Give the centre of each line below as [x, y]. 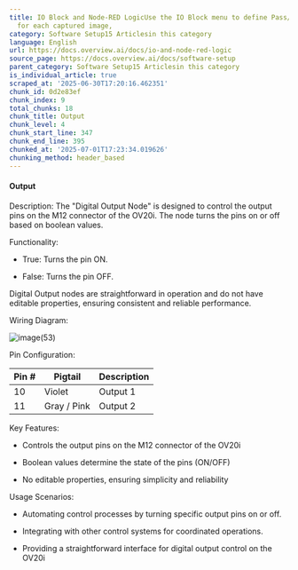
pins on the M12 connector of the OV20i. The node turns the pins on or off [145, 215]
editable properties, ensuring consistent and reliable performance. [130, 303]
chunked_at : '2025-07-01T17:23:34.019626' [89, 149]
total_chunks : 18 [41, 108]
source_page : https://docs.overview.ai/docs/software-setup [123, 59]
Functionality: [34, 241]
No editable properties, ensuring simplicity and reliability [125, 479]
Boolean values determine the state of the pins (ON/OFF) [126, 462]
